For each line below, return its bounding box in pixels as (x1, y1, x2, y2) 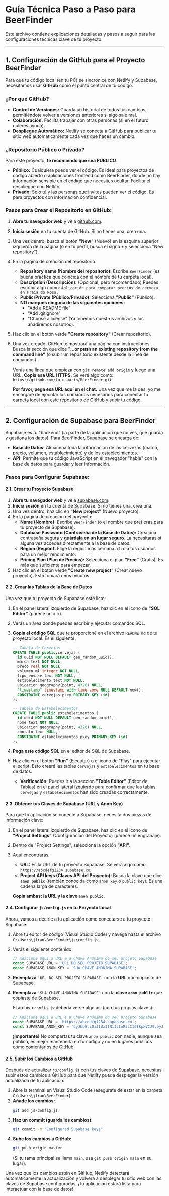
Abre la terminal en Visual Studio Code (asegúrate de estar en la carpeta (12, 1087, 163, 1093)
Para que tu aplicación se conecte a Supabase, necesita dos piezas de (5, 812, 152, 818)
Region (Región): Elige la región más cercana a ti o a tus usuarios (20, 545, 156, 551)
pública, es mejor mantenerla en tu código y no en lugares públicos (12, 1038, 152, 1044)
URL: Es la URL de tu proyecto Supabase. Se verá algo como (20, 862, 146, 868)
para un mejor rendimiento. (20, 551, 76, 557)
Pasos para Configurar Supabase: (5, 474, 90, 481)
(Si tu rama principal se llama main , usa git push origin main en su (12, 1155, 152, 1161)
